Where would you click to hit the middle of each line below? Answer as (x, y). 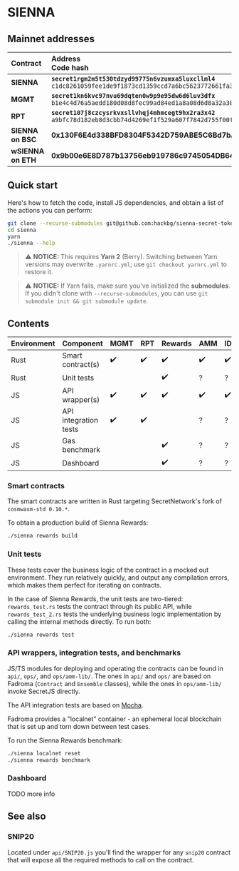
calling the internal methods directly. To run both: (79, 621)
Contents (28, 323)
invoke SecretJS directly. (44, 691)
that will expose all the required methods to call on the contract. (101, 860)
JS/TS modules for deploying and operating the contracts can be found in (116, 668)
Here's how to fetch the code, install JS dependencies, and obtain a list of (116, 202)
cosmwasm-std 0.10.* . (39, 509)
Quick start (33, 185)
